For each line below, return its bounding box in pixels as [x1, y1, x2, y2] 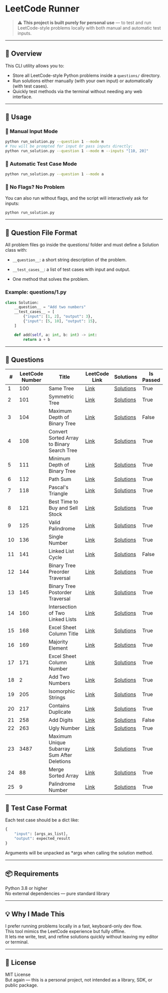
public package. [5, 982, 38, 988]
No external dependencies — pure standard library [5, 890, 110, 896]
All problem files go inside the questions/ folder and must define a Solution [5, 242, 159, 248]
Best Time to [48, 499, 78, 506]
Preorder [48, 569, 69, 576]
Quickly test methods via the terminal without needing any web [12, 88, 142, 94]
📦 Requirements [5, 869, 59, 878]
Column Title [48, 630, 78, 637]
